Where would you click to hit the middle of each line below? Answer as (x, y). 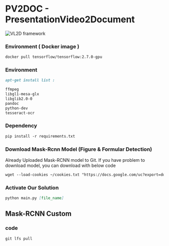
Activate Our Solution (32, 188)
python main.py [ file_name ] (35, 198)
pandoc (12, 103)
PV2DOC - (27, 9)
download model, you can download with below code (61, 165)
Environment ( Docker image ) (42, 46)
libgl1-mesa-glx (22, 94)
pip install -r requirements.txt (40, 136)
